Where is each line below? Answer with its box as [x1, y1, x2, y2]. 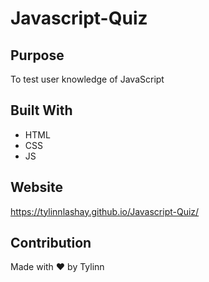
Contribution [10, 235, 92, 252]
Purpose [10, 47, 65, 64]
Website [10, 179, 63, 196]
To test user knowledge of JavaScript [10, 73, 165, 85]
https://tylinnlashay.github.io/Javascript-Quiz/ [10, 205, 200, 217]
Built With [10, 102, 73, 119]
